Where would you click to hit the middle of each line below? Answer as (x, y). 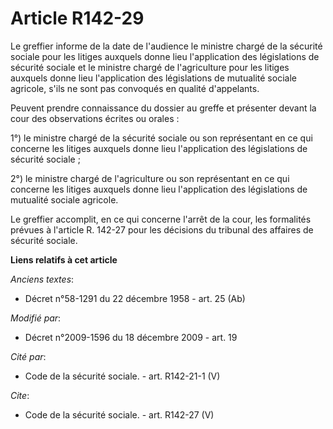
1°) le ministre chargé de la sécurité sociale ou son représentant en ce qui (161, 138)
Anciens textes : (42, 279)
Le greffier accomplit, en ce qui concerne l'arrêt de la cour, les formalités (161, 219)
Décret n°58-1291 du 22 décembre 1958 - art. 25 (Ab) (135, 298)
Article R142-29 (77, 18)
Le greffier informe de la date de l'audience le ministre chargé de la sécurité (166, 46)
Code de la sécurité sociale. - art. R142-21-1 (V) (122, 376)
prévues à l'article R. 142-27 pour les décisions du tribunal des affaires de (162, 229)
